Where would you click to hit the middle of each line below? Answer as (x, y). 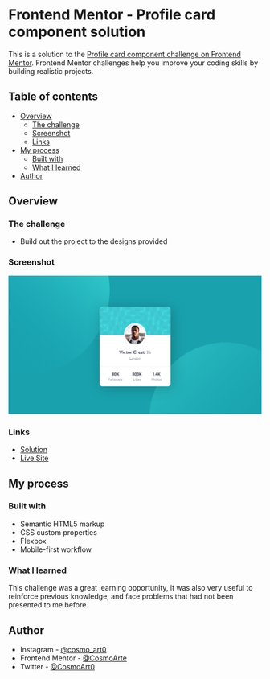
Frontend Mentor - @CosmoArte (73, 658)
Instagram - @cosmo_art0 (63, 649)
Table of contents (53, 97)
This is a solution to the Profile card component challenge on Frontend (125, 54)
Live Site (34, 458)
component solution (77, 32)
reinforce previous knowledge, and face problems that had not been (121, 596)
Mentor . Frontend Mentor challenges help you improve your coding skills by (133, 63)
